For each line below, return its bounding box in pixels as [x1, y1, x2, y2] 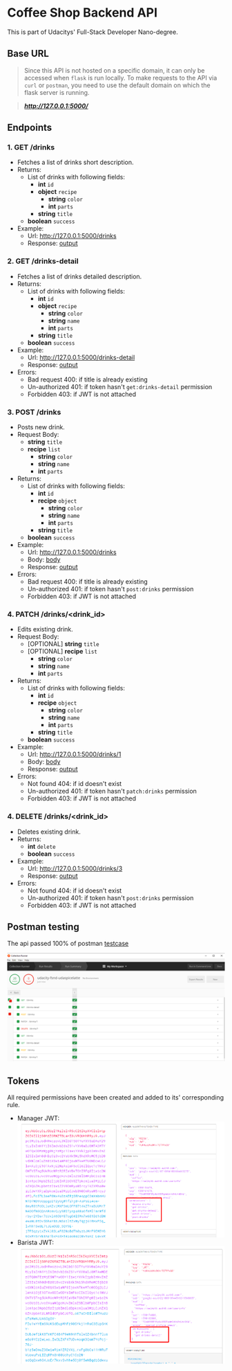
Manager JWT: [17, 1114, 60, 1122]
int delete [27, 842, 57, 850]
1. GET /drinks [7, 143, 55, 152]
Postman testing [7, 921, 79, 933]
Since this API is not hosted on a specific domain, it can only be [23, 66, 205, 74]
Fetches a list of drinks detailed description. [17, 272, 142, 280]
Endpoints [7, 122, 52, 134]
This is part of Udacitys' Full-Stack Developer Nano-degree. [7, 28, 178, 36]
